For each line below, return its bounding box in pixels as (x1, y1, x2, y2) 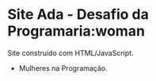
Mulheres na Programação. (18, 63, 108, 72)
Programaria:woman (7, 22, 146, 40)
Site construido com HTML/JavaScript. (7, 48, 134, 57)
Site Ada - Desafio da (7, 6, 150, 24)
